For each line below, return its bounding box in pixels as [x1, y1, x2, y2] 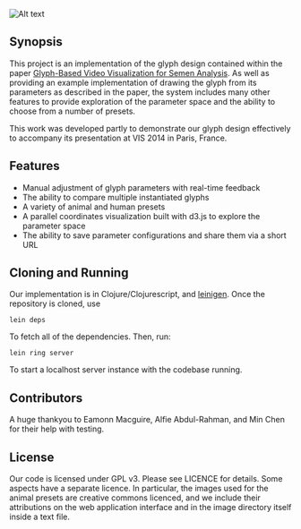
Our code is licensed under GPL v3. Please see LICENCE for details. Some [9, 474, 283, 484]
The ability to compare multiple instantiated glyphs [21, 192, 210, 202]
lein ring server [9, 349, 74, 358]
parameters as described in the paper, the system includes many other [9, 86, 271, 98]
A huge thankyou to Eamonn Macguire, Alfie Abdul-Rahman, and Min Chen [9, 414, 285, 425]
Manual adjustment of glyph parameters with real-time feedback [21, 182, 261, 192]
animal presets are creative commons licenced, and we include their [9, 492, 262, 503]
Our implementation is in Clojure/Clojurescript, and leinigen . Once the [9, 289, 266, 300]
